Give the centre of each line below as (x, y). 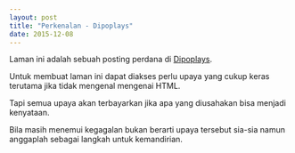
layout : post (33, 17)
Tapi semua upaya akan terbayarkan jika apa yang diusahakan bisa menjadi (148, 103)
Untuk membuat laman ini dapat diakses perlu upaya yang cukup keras (139, 76)
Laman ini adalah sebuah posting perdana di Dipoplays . (111, 60)
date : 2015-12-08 (41, 34)
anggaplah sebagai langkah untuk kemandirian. (96, 140)
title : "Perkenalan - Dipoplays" (71, 26)
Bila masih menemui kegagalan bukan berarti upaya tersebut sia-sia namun (147, 130)
